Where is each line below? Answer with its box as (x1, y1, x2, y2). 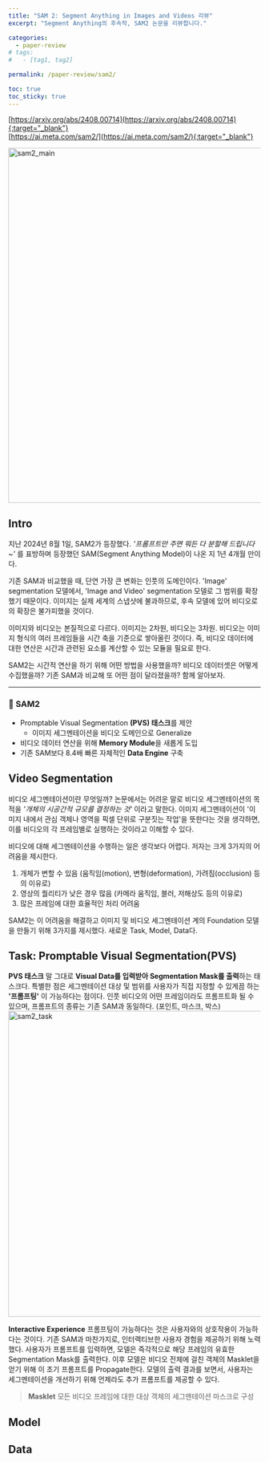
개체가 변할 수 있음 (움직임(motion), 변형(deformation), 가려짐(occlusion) (19, 868, 252, 878)
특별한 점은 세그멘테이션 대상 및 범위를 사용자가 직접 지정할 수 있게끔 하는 (31, 981, 260, 991)
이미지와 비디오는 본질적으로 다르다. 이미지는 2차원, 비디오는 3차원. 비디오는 (8, 623, 246, 633)
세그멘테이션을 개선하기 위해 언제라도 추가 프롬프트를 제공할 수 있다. (8, 1375, 220, 1384)
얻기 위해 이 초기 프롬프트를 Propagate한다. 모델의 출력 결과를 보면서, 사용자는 (8, 1365, 254, 1375)
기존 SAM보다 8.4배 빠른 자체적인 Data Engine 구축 (19, 748, 184, 757)
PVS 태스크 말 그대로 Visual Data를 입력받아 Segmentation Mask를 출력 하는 (8, 972, 252, 981)
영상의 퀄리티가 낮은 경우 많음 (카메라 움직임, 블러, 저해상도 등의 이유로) (19, 888, 243, 898)
